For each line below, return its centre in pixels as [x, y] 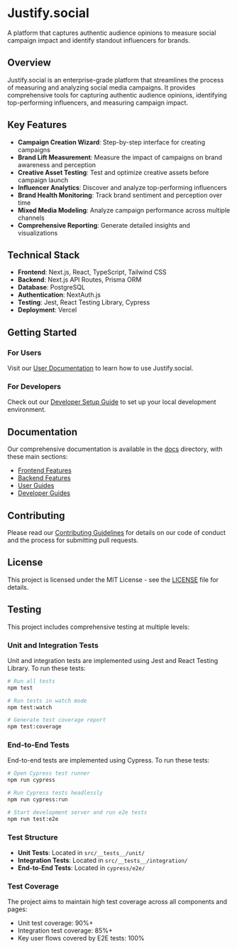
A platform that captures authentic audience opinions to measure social [112, 33]
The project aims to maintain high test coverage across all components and [117, 902]
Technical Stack [44, 255]
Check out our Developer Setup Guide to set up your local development [112, 402]
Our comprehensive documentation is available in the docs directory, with [115, 449]
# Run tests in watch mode [47, 701]
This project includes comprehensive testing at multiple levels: [99, 627]
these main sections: [38, 457]
